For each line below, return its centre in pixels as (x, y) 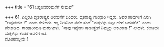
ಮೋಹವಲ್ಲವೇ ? (17, 39)
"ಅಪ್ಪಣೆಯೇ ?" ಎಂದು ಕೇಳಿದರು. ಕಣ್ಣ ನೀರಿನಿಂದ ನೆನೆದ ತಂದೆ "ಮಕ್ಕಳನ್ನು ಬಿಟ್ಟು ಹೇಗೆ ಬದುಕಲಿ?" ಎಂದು (78, 22)
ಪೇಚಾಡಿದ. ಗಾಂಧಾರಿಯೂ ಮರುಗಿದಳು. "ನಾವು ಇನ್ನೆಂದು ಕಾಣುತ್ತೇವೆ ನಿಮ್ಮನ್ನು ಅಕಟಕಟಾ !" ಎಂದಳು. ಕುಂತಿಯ (82, 28)
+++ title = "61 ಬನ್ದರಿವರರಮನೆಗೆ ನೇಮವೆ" (40, 7)
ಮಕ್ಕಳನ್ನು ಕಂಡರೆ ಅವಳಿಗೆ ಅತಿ (26, 33)
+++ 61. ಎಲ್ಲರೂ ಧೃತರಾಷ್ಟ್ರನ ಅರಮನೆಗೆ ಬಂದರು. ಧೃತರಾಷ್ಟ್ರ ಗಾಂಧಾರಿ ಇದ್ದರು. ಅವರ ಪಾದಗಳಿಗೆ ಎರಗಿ (78, 17)
